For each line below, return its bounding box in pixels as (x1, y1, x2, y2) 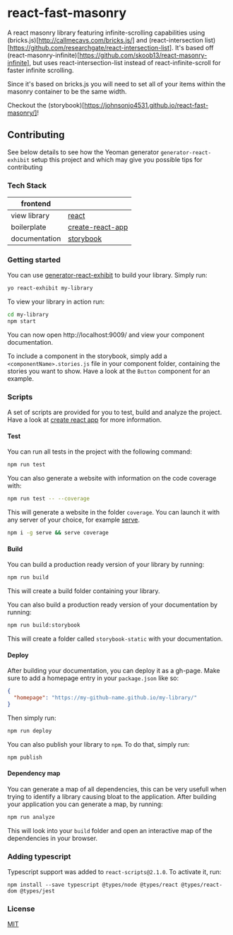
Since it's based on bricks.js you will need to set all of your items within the (7, 79, 226, 88)
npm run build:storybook (7, 621, 80, 629)
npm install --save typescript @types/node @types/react (7, 881, 179, 888)
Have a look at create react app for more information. (7, 415, 162, 424)
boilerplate (11, 222, 47, 232)
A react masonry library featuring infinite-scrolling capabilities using (7, 28, 205, 37)
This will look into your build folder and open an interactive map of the (7, 826, 213, 834)
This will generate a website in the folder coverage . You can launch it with (7, 508, 220, 517)
